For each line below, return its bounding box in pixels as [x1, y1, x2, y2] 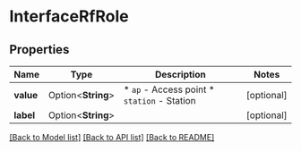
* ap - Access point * [123, 83, 215, 96]
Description [155, 69, 206, 80]
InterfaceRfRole [9, 6, 129, 27]
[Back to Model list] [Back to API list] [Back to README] [9, 132, 215, 142]
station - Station [123, 95, 196, 106]
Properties [9, 42, 70, 57]
